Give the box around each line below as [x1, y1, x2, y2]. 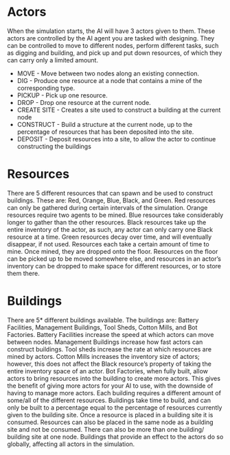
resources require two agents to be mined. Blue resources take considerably [7, 211, 224, 219]
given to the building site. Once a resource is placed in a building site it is [7, 410, 214, 419]
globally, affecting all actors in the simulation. [7, 440, 135, 448]
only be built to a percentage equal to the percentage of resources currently [7, 403, 222, 412]
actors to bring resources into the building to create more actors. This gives [7, 374, 221, 382]
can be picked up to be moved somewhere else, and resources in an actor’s [7, 255, 222, 263]
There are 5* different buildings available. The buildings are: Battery [7, 316, 199, 324]
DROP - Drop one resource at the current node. [16, 98, 151, 106]
